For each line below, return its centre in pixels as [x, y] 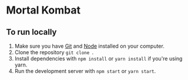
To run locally [31, 32]
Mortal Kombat [43, 10]
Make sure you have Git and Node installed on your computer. [89, 46]
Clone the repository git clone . [54, 52]
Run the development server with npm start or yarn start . [85, 71]
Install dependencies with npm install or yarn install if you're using [98, 59]
